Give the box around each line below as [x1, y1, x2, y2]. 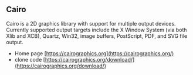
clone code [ [14, 56, 46, 63]
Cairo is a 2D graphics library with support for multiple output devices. [6, 20, 176, 27]
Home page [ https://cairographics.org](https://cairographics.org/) [14, 49, 174, 57]
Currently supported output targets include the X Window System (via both [6, 26, 187, 33]
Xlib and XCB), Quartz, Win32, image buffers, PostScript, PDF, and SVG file [6, 32, 188, 40]
